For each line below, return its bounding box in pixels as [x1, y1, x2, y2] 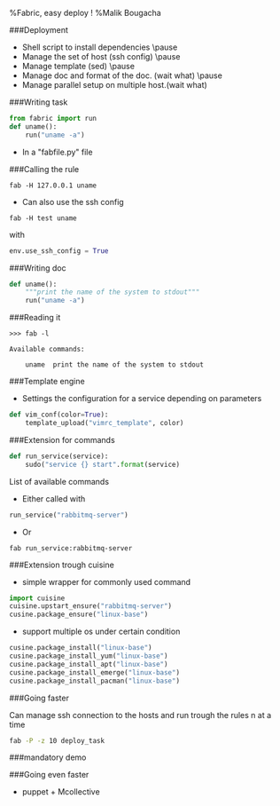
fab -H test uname [9, 213, 77, 223]
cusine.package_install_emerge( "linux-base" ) [9, 668, 180, 677]
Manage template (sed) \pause [21, 61, 136, 71]
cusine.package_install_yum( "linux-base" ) [9, 652, 168, 660]
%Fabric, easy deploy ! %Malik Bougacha [9, 8, 161, 18]
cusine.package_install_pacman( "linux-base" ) [9, 676, 180, 685]
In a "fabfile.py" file [21, 146, 93, 157]
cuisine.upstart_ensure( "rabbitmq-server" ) [9, 602, 173, 611]
